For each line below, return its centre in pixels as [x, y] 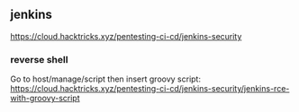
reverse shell [39, 59]
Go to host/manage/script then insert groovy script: [106, 79]
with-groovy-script [45, 99]
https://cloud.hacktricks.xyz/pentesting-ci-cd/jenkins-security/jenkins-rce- [150, 89]
